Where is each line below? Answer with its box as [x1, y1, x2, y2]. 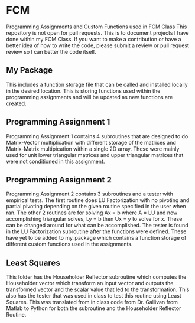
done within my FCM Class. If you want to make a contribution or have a [6, 35, 181, 43]
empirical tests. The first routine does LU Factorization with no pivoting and [6, 197, 190, 204]
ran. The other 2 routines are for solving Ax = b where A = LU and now [6, 209, 178, 216]
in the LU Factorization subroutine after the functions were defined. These [6, 228, 187, 235]
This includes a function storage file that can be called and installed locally [6, 81, 188, 88]
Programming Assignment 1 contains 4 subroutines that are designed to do [6, 132, 188, 139]
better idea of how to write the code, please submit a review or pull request [6, 42, 189, 49]
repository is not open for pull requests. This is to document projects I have [6, 29, 189, 36]
